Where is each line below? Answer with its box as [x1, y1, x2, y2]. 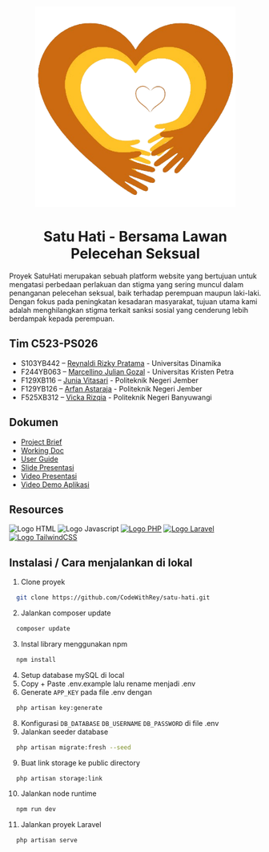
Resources [9, 502, 64, 516]
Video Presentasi [20, 471, 78, 481]
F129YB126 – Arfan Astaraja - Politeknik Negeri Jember [20, 383, 203, 393]
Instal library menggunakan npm [20, 639, 127, 648]
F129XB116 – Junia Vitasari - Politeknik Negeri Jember [20, 375, 199, 385]
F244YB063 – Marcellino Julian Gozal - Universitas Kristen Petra [20, 367, 235, 376]
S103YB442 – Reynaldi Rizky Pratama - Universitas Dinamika [20, 358, 222, 367]
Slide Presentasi [20, 462, 74, 472]
